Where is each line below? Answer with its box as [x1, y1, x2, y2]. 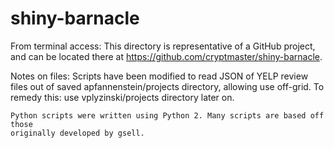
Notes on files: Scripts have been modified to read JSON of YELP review [10, 70, 309, 82]
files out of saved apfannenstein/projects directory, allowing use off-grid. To [10, 80, 325, 92]
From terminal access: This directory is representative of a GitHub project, [10, 40, 316, 52]
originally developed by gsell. [10, 128, 145, 138]
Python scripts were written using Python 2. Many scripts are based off [10, 110, 325, 121]
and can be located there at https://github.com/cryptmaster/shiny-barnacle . [10, 50, 323, 62]
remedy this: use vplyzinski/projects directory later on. [10, 91, 235, 103]
